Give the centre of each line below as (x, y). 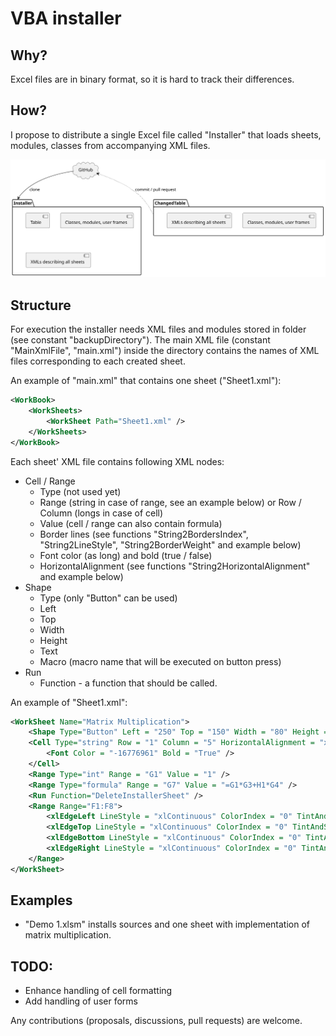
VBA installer (66, 18)
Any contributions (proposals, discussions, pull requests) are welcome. (156, 1021)
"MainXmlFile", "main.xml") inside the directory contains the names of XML (165, 351)
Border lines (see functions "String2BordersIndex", (144, 534)
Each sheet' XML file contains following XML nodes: (117, 461)
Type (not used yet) (80, 491)
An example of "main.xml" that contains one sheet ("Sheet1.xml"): (146, 381)
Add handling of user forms (81, 1001)
